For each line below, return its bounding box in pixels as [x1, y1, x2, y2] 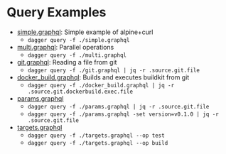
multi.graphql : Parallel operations [16, 43, 114, 51]
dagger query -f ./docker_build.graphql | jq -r [27, 82, 175, 89]
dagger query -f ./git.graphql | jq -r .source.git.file [27, 67, 200, 74]
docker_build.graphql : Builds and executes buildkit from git [16, 72, 190, 82]
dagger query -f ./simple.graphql [27, 36, 130, 43]
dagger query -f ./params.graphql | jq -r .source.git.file [27, 103, 210, 110]
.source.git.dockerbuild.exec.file [27, 88, 133, 95]
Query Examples [6, 4, 107, 21]
